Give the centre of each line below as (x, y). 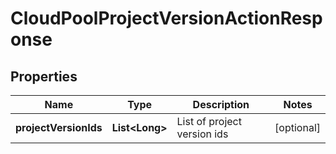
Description (221, 104)
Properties (44, 76)
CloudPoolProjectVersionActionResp (166, 18)
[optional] (297, 127)
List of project (209, 121)
